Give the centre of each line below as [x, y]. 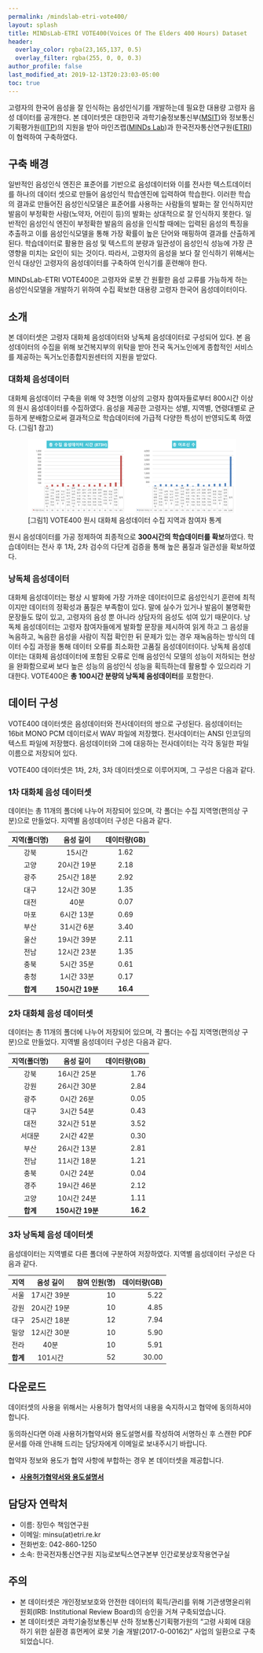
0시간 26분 [77, 1098]
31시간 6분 [77, 927]
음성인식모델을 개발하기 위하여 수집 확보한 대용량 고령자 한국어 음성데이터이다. [128, 290]
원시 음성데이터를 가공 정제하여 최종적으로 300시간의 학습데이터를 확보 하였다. [127, 537]
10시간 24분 [77, 1198]
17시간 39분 [51, 1295]
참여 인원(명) [96, 1282]
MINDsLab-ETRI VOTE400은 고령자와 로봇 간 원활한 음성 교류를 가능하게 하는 [128, 280]
